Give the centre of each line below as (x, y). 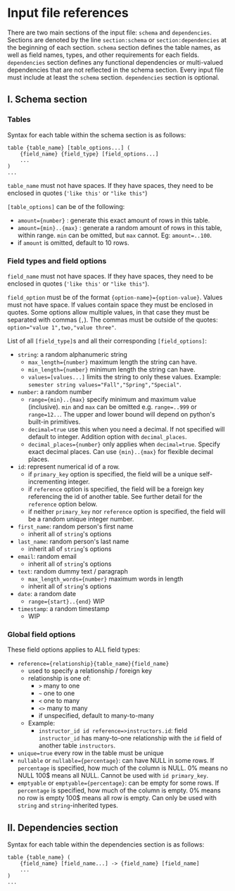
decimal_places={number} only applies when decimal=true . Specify (124, 444)
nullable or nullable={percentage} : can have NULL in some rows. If (116, 761)
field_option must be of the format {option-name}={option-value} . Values (115, 297)
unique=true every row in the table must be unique (90, 753)
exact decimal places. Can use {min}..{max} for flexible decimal (120, 451)
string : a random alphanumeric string (72, 354)
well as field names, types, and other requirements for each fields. (103, 55)
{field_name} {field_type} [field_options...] (89, 154)
